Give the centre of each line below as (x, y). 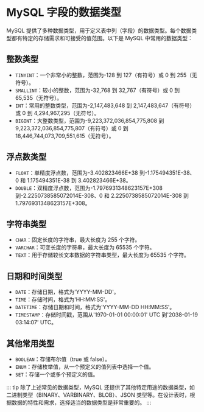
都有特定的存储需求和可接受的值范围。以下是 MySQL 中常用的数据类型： (102, 38)
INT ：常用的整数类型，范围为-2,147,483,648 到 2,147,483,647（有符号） (105, 105)
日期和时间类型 (34, 276)
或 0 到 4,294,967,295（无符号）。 (57, 113)
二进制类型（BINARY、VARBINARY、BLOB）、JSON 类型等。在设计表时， (98, 395)
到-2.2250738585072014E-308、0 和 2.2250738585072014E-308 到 (102, 195)
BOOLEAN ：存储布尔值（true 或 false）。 (63, 359)
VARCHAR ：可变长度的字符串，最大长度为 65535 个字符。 (85, 248)
